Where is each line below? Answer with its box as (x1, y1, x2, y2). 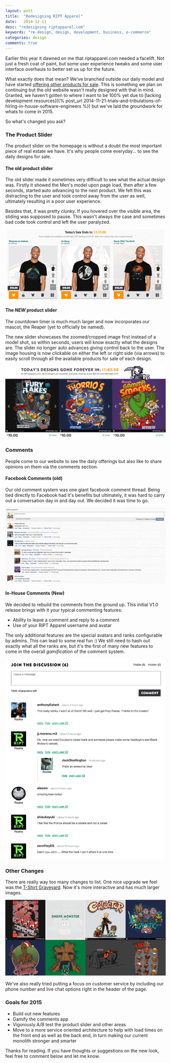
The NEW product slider (5, 307, 58, 313)
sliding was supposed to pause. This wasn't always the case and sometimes (5, 213, 165, 220)
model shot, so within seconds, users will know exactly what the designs (5, 339, 158, 345)
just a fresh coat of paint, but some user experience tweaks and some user (5, 60, 163, 66)
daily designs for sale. (5, 154, 51, 160)
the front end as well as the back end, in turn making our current (12, 1032, 148, 1038)
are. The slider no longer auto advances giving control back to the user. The (5, 345, 164, 351)
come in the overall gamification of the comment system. (5, 648, 125, 655)
